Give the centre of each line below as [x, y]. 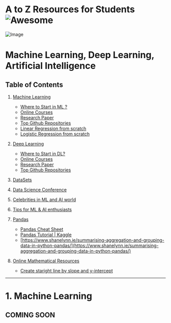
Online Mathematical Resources [46, 261]
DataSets [22, 180]
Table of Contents [34, 84]
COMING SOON [30, 315]
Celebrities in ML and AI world [44, 200]
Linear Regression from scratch [53, 128]
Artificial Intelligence [50, 66]
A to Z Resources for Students [70, 9]
